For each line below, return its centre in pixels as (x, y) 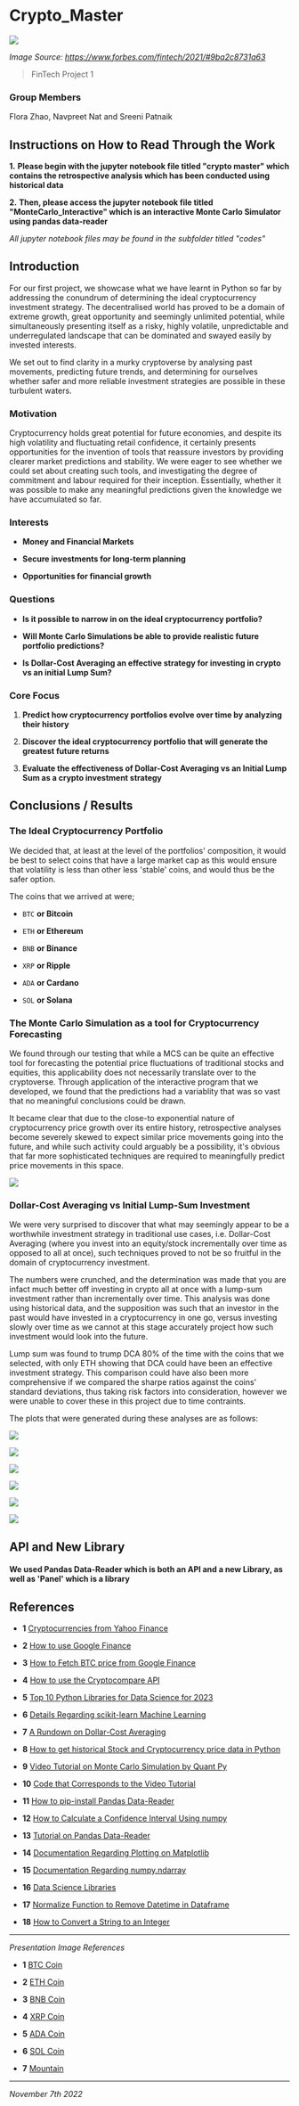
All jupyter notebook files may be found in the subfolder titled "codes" (137, 239)
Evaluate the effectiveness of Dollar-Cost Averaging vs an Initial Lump (154, 768)
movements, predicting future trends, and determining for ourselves (133, 372)
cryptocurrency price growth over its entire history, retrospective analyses (145, 1127)
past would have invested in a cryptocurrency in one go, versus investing (143, 1318)
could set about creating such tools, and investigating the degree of (133, 471)
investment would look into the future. (79, 1337)
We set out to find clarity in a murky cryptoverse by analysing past (131, 362)
